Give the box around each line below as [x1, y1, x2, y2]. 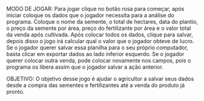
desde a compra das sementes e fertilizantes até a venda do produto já [6, 82, 185, 89]
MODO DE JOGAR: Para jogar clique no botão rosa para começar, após [6, 5, 185, 12]
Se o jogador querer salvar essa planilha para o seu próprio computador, [6, 44, 189, 51]
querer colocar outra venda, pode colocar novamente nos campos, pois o [6, 57, 191, 64]
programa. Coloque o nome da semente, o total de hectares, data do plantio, [6, 18, 199, 25]
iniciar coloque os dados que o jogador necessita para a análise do [6, 12, 175, 19]
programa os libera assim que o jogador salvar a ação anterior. [6, 63, 163, 71]
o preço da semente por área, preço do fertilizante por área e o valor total [6, 24, 191, 32]
